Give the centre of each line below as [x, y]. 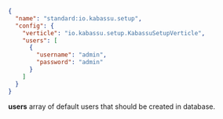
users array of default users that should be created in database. [112, 106]
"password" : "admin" [70, 63]
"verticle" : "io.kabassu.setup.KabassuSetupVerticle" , [114, 33]
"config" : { [35, 26]
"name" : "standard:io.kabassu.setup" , [79, 18]
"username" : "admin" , [72, 55]
